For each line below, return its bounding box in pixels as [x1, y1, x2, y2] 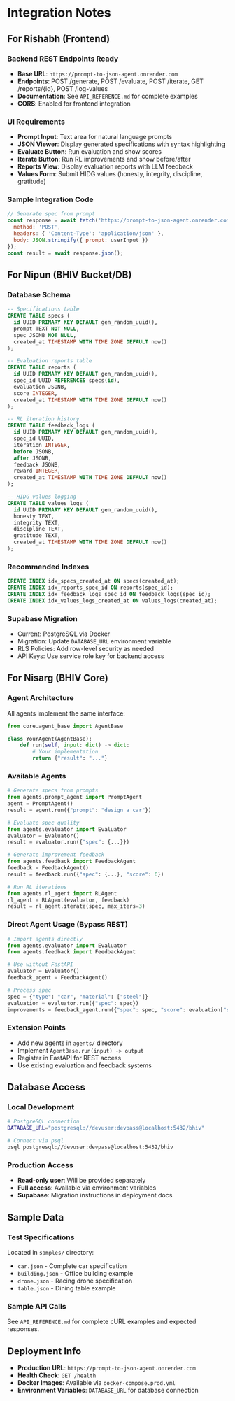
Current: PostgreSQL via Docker [17, 630, 111, 638]
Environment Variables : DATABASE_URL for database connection [17, 1386, 199, 1394]
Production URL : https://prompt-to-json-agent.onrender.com [17, 1363, 196, 1372]
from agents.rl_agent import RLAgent [7, 890, 117, 897]
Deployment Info [7, 1345, 82, 1357]
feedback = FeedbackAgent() [7, 865, 90, 872]
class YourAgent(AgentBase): [7, 735, 92, 742]
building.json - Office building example [17, 1269, 134, 1277]
